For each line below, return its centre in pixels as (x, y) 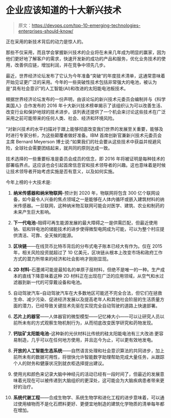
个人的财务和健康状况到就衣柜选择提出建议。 (60, 363)
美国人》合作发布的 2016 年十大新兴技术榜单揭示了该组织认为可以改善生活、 (85, 105)
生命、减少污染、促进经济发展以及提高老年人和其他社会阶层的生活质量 (87, 299)
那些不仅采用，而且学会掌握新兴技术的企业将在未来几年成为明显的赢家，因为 (86, 52)
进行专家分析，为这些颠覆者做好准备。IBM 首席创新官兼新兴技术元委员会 (86, 135)
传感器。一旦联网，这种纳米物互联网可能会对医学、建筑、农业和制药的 (91, 205)
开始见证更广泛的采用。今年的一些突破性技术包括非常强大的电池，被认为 (81, 82)
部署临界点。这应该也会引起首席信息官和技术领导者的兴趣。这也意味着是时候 (86, 165)
